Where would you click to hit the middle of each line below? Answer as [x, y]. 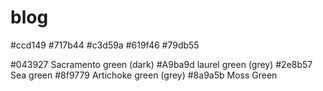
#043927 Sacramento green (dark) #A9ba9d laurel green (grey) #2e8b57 [161, 64]
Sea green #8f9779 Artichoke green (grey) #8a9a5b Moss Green [144, 75]
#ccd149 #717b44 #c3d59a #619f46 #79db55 [105, 45]
